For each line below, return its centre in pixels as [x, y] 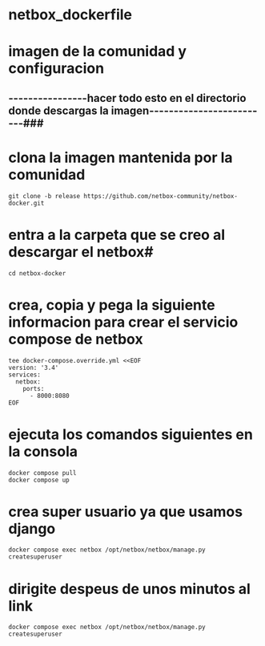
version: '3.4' [34, 368]
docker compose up [39, 480]
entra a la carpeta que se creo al [117, 235]
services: [25, 375]
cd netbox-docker [37, 273]
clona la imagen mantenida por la [121, 157]
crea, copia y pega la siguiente [112, 305]
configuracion [56, 69]
